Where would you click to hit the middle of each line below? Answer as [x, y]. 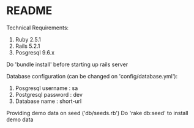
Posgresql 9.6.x [35, 52]
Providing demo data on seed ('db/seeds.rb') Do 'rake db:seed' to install [97, 113]
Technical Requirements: [38, 28]
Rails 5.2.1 [28, 46]
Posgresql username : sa [47, 88]
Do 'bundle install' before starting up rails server [67, 64]
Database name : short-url [48, 101]
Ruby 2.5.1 [28, 39]
